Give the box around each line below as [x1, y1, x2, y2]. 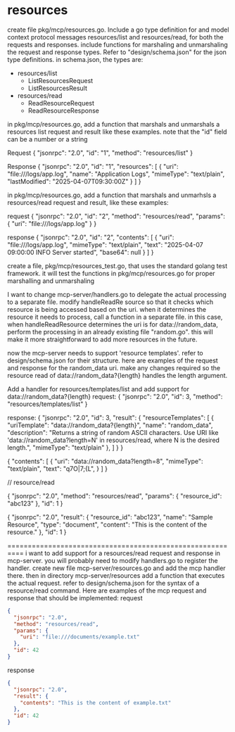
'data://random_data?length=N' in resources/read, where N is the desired [7, 436, 220, 444]
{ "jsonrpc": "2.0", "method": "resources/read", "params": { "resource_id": [7, 491, 222, 500]
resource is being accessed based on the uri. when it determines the [7, 305, 207, 313]
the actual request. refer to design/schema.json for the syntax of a [7, 579, 200, 587]
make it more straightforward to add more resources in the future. [7, 335, 198, 343]
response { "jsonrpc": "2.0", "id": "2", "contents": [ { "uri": [7, 233, 174, 241]
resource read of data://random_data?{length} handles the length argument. [7, 371, 228, 379]
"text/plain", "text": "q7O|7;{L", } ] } [7, 464, 108, 473]
